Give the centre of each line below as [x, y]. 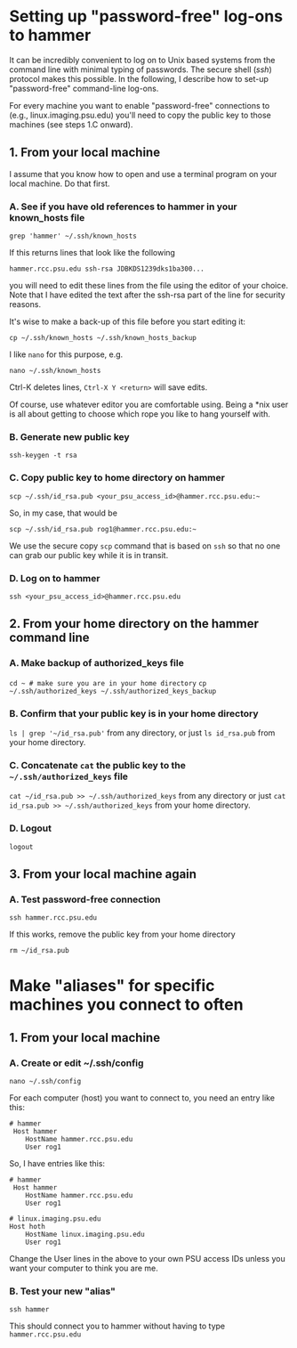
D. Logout [30, 828]
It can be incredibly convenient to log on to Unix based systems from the [142, 60]
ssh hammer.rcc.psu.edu [53, 918]
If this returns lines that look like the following [92, 253]
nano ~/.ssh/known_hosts [55, 371]
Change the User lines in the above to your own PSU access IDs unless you [148, 1259]
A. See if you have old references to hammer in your [123, 207]
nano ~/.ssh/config [45, 1082]
